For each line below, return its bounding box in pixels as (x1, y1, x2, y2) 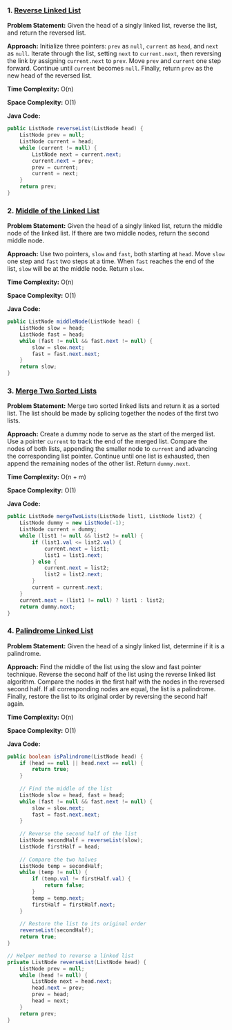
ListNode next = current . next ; (32, 151, 122, 158)
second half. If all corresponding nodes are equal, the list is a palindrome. (7, 684, 216, 693)
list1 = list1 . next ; (43, 551, 104, 559)
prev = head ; (32, 991, 70, 998)
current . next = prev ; (32, 157, 95, 164)
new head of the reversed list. (7, 71, 92, 80)
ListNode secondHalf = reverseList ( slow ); (19, 837, 144, 844)
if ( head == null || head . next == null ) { (19, 759, 144, 767)
